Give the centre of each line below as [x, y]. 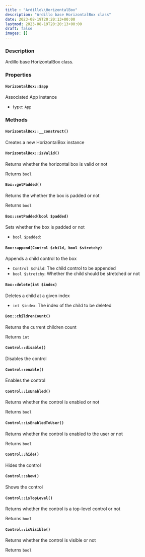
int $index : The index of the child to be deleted [62, 305]
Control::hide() [22, 455]
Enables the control [25, 380]
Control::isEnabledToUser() [35, 423]
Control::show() [22, 476]
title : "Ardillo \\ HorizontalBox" [42, 10]
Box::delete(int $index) [31, 285]
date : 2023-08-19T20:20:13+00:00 [40, 19]
